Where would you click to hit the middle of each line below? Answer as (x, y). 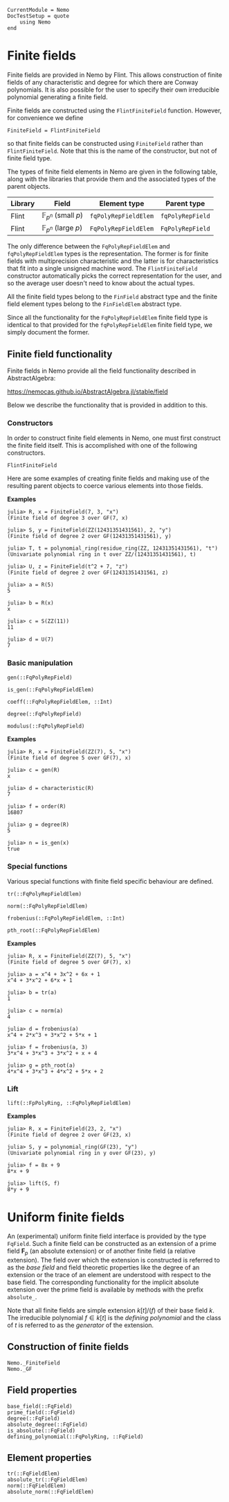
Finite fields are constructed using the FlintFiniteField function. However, (114, 110)
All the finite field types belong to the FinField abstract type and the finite (112, 297)
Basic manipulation (40, 663)
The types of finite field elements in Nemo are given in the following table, (112, 171)
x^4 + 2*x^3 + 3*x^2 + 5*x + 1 (52, 1035)
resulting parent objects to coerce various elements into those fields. (105, 486)
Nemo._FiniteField (34, 1363)
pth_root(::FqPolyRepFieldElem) (54, 931)
